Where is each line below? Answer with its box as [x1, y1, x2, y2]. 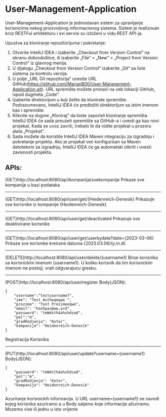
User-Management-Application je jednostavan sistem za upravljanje [5, 20, 143, 26]
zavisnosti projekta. [12, 149, 52, 155]
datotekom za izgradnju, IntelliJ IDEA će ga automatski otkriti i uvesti [12, 144, 152, 150]
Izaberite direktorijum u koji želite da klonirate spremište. [12, 96, 127, 102]
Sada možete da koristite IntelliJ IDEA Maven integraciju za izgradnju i [12, 133, 155, 139]
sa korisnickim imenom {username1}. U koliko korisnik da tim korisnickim [5, 259, 153, 265]
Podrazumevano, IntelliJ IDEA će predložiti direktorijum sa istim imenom [12, 102, 159, 108]
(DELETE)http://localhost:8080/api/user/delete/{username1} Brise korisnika [5, 254, 158, 260]
